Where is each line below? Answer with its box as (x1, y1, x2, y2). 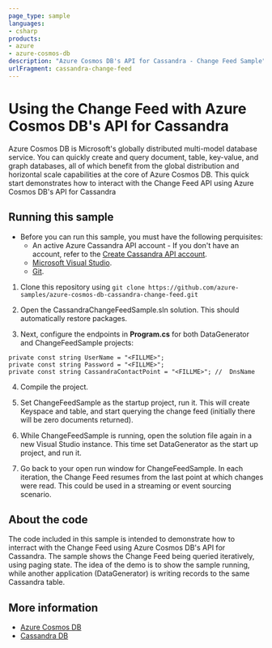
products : (8, 34, 42, 43)
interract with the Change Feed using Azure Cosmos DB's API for (8, 543, 226, 552)
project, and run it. (19, 448, 83, 457)
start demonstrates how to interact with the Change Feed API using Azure (8, 178, 254, 187)
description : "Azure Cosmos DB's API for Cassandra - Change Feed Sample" (8, 58, 266, 66)
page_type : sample (8, 11, 70, 20)
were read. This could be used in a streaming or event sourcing (19, 480, 232, 491)
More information (8, 601, 99, 615)
